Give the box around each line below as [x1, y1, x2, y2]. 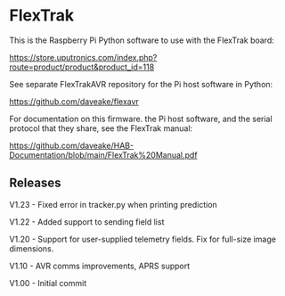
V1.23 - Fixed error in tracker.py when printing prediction [9, 199, 218, 210]
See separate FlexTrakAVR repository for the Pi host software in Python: [9, 78, 273, 89]
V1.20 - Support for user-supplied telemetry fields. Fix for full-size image [9, 234, 276, 244]
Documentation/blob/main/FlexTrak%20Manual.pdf [9, 149, 198, 160]
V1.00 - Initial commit [9, 277, 87, 288]
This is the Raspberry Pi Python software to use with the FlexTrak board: [9, 35, 274, 45]
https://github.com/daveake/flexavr [9, 95, 140, 107]
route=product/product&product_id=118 [9, 62, 155, 72]
